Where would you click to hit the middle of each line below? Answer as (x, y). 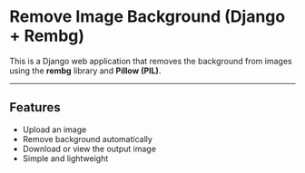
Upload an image (54, 130)
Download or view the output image (89, 149)
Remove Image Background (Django (148, 17)
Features (35, 107)
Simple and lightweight (65, 158)
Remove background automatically (87, 139)
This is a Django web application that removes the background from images (151, 61)
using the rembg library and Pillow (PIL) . (85, 71)
